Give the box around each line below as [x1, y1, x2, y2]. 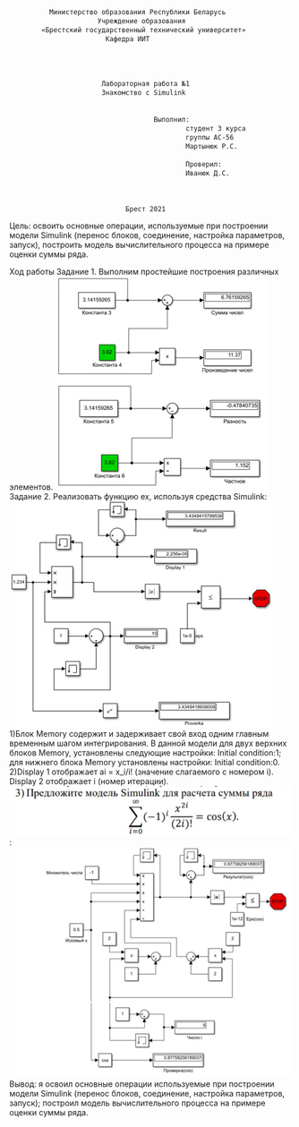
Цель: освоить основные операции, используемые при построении [9, 220, 269, 231]
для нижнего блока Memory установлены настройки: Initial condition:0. [9, 757, 280, 767]
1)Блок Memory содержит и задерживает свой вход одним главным [9, 729, 269, 739]
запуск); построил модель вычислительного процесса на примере [9, 1097, 266, 1108]
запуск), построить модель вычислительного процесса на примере [9, 240, 270, 250]
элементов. [9, 482, 54, 492]
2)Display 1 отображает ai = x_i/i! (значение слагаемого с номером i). [9, 766, 275, 777]
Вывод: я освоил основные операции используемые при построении [9, 1078, 275, 1089]
